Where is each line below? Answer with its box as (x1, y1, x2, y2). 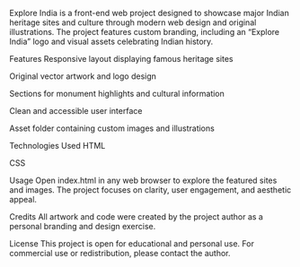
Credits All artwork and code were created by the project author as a (9, 211, 263, 222)
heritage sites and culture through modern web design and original (9, 17, 257, 28)
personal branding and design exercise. (9, 221, 156, 231)
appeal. (9, 194, 38, 204)
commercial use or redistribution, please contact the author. (9, 248, 231, 258)
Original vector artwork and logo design (9, 71, 157, 82)
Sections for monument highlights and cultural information (9, 89, 225, 99)
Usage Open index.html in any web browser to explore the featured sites (9, 175, 278, 185)
